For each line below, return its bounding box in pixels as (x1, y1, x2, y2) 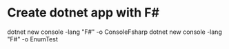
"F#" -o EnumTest (7, 35, 59, 43)
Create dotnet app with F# (7, 5, 160, 21)
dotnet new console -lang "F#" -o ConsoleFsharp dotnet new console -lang (7, 28, 222, 36)
